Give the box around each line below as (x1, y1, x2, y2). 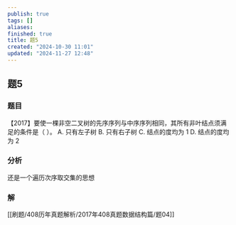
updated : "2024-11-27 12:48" (7, 50, 94, 57)
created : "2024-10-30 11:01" (7, 43, 94, 50)
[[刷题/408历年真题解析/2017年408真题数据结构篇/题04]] (7, 210, 175, 219)
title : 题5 (7, 37, 39, 44)
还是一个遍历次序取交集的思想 (7, 173, 95, 182)
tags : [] (7, 17, 33, 24)
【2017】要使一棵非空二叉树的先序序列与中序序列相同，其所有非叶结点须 (7, 119, 220, 127)
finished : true (7, 30, 53, 38)
